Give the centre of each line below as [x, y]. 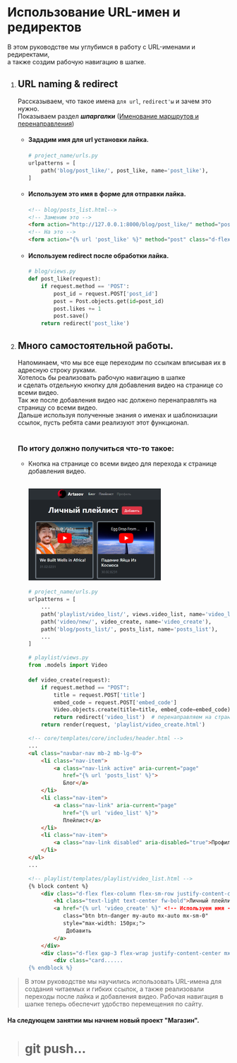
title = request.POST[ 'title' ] [99, 695]
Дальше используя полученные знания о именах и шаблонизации [117, 415]
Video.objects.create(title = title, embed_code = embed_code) [142, 710]
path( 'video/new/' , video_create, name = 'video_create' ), [126, 622]
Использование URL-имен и [94, 12]
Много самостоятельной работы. [96, 346]
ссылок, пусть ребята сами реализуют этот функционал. [103, 423]
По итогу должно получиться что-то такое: [96, 448]
